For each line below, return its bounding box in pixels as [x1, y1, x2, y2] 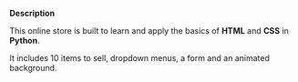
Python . [9, 36, 40, 46]
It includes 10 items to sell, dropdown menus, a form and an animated [9, 53, 271, 63]
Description [9, 8, 56, 18]
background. [9, 63, 57, 73]
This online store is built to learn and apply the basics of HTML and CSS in [9, 26, 290, 36]
